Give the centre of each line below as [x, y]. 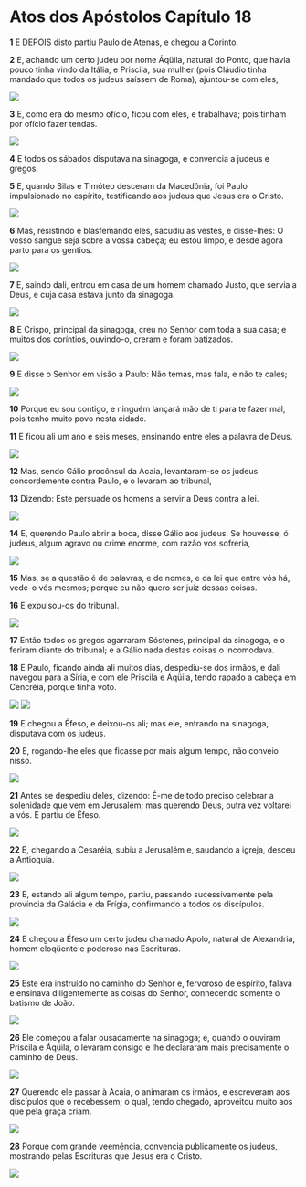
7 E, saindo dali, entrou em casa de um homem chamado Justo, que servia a [153, 284]
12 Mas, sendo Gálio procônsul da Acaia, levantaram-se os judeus [134, 471]
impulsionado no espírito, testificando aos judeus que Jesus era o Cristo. [147, 196]
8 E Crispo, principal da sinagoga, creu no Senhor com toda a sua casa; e [148, 329]
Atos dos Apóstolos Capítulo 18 [131, 17]
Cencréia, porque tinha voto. [63, 686]
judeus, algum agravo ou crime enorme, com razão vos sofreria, [130, 543]
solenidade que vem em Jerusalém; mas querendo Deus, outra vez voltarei [151, 805]
